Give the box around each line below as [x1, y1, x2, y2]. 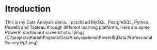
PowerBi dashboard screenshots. [5, 29, 71, 35]
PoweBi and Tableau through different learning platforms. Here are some [5, 24, 150, 30]
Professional [127, 35, 153, 40]
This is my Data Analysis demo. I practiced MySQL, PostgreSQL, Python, [5, 19, 150, 25]
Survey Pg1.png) [5, 39, 38, 45]
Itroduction [5, 3, 51, 14]
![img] [72, 29, 84, 35]
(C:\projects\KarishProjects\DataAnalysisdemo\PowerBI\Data [5, 35, 126, 40]
